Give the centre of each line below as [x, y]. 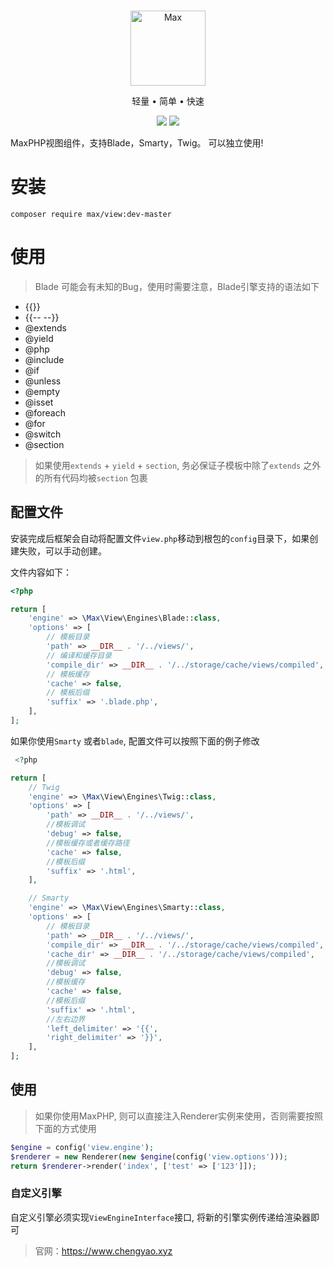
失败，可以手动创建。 [62, 551]
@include [44, 359]
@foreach [45, 412]
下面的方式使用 [65, 1128]
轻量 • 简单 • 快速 [168, 101]
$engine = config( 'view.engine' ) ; [82, 1147]
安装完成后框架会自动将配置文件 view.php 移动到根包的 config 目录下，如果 [160, 538]
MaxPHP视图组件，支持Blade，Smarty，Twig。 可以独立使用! [137, 143]
